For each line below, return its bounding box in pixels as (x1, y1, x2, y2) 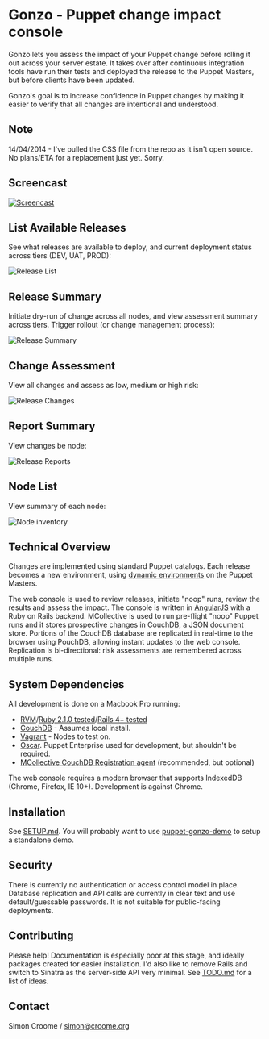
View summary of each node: (8, 501, 106, 511)
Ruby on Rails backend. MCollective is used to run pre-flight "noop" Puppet (8, 611, 259, 621)
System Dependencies (8, 678, 125, 691)
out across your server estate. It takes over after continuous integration (8, 58, 245, 68)
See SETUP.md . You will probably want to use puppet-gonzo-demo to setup (8, 827, 261, 837)
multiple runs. (8, 654, 54, 664)
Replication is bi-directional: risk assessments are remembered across (8, 645, 242, 655)
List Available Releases (8, 220, 126, 235)
